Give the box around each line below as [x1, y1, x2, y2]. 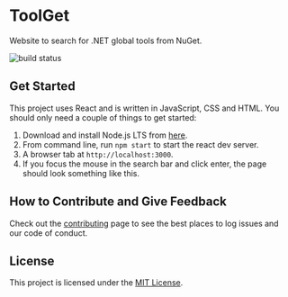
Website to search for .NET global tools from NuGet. [9, 35, 202, 46]
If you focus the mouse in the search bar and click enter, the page [22, 158, 267, 169]
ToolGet [9, 5, 70, 26]
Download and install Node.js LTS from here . [22, 130, 188, 140]
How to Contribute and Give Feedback [9, 194, 228, 210]
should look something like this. [22, 167, 140, 178]
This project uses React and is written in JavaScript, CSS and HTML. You [9, 103, 280, 113]
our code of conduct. [9, 227, 88, 238]
